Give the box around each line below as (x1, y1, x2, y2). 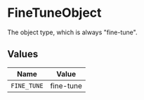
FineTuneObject (7, 5, 102, 21)
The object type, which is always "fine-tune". (7, 28, 138, 36)
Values (7, 48, 39, 60)
